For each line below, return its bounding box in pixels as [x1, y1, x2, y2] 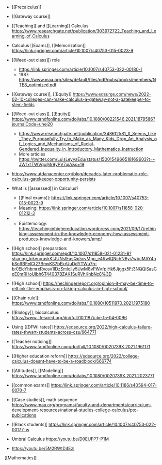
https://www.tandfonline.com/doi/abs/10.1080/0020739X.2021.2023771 [11, 373, 155, 378]
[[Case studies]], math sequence [11, 397, 78, 403]
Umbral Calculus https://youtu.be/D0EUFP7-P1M [11, 436, 109, 442]
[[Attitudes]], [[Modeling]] [11, 368, 64, 373]
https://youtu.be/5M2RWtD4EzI [11, 446, 75, 451]
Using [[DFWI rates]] [11, 324, 53, 330]
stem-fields [11, 102, 35, 107]
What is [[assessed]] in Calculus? [11, 186, 79, 191]
